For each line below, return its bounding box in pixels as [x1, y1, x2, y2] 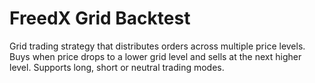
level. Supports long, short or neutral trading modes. [9, 61, 225, 73]
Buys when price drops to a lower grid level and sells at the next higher [9, 50, 302, 62]
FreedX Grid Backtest [9, 7, 191, 30]
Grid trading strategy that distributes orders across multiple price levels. [9, 40, 306, 52]
